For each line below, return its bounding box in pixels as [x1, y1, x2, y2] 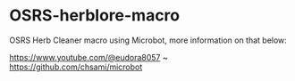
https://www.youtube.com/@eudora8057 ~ [9, 52, 168, 62]
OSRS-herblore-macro [9, 5, 181, 26]
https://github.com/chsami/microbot [9, 61, 143, 72]
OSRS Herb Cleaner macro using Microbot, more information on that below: [9, 35, 288, 45]
